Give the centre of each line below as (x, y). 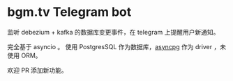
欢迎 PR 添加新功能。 (37, 70)
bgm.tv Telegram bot (69, 12)
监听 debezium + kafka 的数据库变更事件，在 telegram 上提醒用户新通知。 (113, 32)
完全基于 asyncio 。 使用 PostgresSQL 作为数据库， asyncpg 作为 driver (110, 46)
